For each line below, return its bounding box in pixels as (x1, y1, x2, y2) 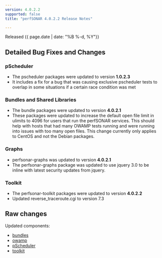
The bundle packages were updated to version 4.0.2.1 (12, 107, 121, 113)
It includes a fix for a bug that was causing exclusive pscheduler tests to (12, 79, 158, 85)
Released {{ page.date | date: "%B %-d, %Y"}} (5, 34, 100, 40)
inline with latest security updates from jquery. (12, 167, 106, 173)
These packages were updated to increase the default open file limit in (12, 113, 154, 119)
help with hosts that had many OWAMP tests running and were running (12, 123, 155, 129)
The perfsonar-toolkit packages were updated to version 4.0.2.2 (12, 190, 142, 196)
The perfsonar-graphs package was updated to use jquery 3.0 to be (12, 162, 149, 168)
